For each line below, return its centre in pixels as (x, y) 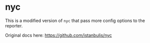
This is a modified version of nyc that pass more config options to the (75, 21)
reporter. (14, 25)
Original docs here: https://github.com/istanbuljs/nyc (59, 35)
